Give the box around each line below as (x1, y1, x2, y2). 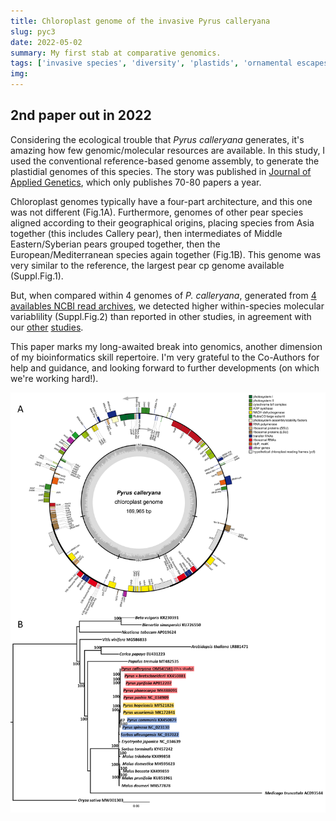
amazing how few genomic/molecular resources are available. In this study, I (10, 144, 326, 156)
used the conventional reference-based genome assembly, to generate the (10, 155, 320, 167)
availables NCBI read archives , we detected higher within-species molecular (10, 300, 325, 312)
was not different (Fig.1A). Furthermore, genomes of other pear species (10, 206, 304, 218)
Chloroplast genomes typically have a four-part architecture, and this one (10, 195, 313, 207)
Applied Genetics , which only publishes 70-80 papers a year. (10, 176, 262, 188)
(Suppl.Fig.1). (10, 270, 64, 282)
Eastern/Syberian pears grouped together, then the (10, 238, 221, 250)
